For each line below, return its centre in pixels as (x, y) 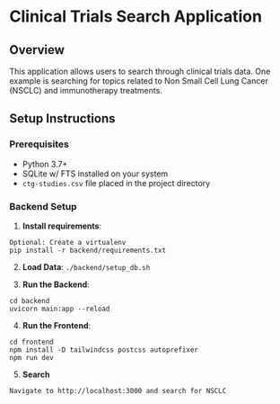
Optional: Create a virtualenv (68, 242)
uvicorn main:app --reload (60, 309)
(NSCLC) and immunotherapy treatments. (86, 90)
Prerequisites (39, 144)
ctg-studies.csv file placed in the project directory (116, 183)
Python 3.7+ (45, 164)
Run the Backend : (56, 284)
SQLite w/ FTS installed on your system (95, 174)
